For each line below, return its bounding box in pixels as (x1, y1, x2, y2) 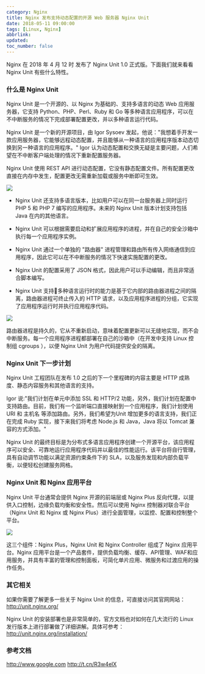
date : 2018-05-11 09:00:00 (6, 20, 75, 26)
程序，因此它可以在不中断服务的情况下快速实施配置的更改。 (20, 254, 171, 261)
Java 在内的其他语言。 (15, 212, 72, 219)
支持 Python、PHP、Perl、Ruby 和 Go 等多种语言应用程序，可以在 (27, 108, 194, 115)
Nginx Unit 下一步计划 (6, 359, 71, 368)
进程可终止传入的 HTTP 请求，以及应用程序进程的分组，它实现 (41, 295, 199, 302)
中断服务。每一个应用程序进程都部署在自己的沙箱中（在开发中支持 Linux (6, 335, 187, 342)
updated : (6, 37, 29, 44)
